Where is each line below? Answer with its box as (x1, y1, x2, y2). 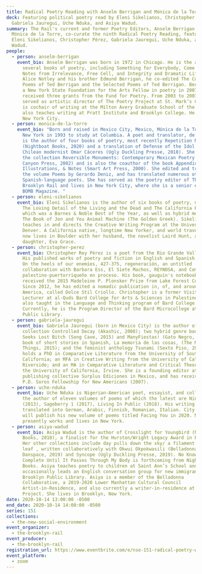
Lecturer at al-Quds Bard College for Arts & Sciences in (22, 295, 171, 301)
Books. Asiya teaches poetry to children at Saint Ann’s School (22, 462, 187, 469)
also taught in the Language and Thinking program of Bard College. (22, 300, 198, 306)
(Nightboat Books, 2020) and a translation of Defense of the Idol (22, 143, 195, 150)
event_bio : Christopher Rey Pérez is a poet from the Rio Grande (17, 250, 185, 256)
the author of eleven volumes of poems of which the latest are (22, 396, 187, 402)
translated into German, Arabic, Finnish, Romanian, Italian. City (22, 407, 195, 413)
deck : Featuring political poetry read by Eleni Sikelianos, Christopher (6, 14, 195, 20)
